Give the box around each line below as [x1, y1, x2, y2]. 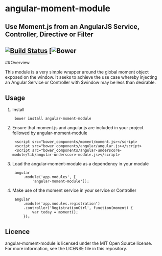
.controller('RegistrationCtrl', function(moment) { [23, 206, 133, 210]
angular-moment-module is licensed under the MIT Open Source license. [5, 240, 153, 246]
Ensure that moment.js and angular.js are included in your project [12, 125, 144, 131]
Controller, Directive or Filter [5, 30, 94, 38]
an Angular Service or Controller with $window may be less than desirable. [5, 79, 156, 86]
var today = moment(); [32, 210, 78, 215]
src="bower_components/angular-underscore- [32, 148, 122, 153]
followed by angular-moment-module [12, 130, 88, 136]
